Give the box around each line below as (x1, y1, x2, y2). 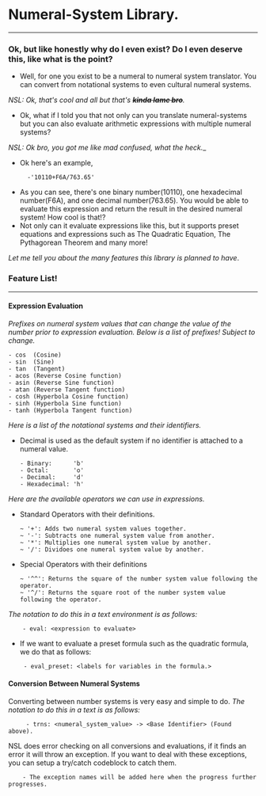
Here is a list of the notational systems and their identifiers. (8, 420, 202, 429)
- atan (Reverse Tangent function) (8, 386, 126, 394)
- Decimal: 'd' (19, 473, 85, 481)
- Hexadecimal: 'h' (19, 480, 85, 488)
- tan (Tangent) (8, 364, 66, 373)
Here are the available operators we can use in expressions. (8, 493, 205, 504)
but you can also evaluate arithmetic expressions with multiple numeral (19, 119, 252, 128)
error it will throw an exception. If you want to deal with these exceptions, (8, 749, 247, 759)
